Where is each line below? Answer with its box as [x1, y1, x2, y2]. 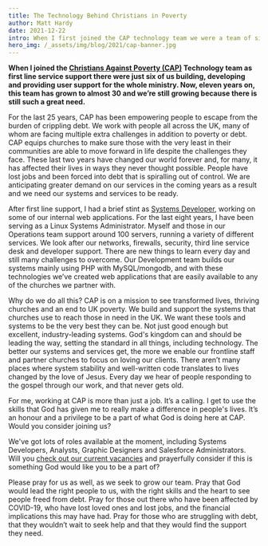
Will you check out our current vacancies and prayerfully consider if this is [8, 454, 253, 463]
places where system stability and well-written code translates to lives [8, 363, 239, 373]
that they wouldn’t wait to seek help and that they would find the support [8, 520, 247, 530]
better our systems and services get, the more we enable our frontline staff [8, 347, 255, 356]
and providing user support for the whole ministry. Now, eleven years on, [8, 81, 255, 90]
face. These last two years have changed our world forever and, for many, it [8, 155, 258, 164]
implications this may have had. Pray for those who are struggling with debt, [8, 512, 258, 521]
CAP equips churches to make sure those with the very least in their [8, 138, 231, 147]
